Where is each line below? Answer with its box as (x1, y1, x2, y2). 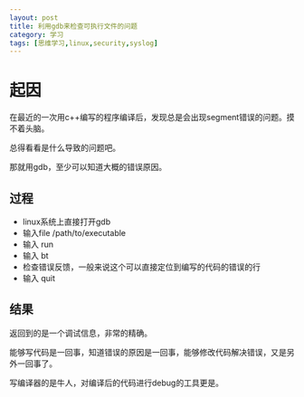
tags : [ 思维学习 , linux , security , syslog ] (9, 38, 158, 48)
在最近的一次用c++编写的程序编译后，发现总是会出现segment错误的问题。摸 (9, 112, 295, 123)
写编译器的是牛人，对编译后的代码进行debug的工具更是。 (9, 377, 224, 388)
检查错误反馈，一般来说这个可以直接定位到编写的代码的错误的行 (22, 261, 261, 272)
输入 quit (22, 273, 56, 283)
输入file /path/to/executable (22, 228, 127, 238)
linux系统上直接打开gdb (22, 216, 111, 227)
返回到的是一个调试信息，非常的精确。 (9, 327, 152, 338)
